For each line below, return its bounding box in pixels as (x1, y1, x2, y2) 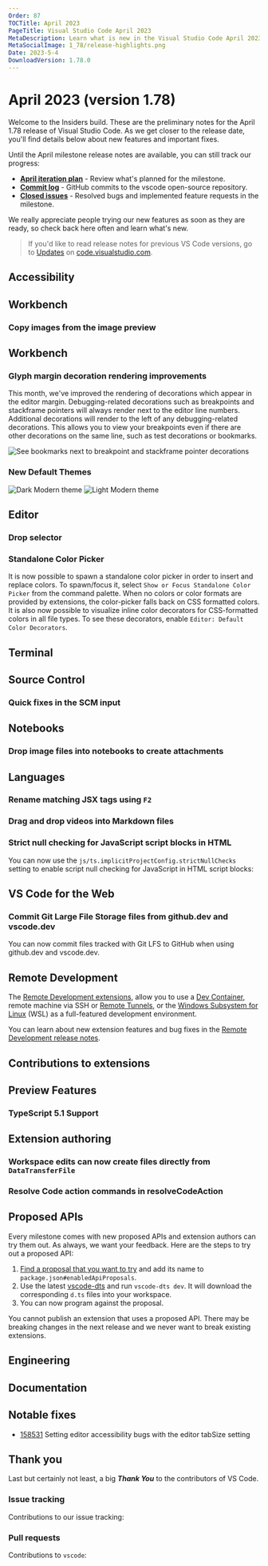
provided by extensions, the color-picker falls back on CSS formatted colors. (8, 597, 260, 607)
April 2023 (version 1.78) (8, 91, 176, 109)
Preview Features (8, 1083, 97, 1097)
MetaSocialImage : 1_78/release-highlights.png (8, 42, 166, 50)
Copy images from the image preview (8, 322, 156, 333)
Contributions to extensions (8, 1056, 151, 1070)
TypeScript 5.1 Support (8, 1107, 99, 1119)
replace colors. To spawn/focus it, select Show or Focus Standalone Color (8, 580, 251, 590)
